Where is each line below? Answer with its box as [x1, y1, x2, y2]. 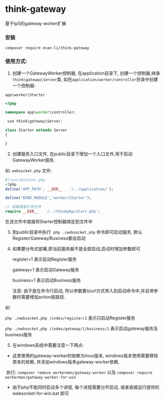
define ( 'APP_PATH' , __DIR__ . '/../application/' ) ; [5, 186, 114, 191]
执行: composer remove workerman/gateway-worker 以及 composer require [6, 369, 153, 375]
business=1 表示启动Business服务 [12, 277, 81, 283]
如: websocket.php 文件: [5, 167, 52, 174]
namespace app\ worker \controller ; [5, 110, 77, 115]
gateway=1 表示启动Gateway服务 [12, 267, 80, 273]
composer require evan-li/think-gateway [5, 45, 90, 50]
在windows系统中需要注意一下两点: [12, 342, 84, 348]
